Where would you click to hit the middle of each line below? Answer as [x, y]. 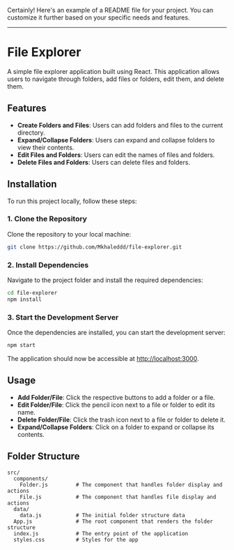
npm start [22, 345]
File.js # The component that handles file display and [118, 497]
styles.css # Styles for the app [76, 540]
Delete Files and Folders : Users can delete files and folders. [103, 162]
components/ [31, 478]
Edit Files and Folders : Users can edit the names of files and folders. [116, 155]
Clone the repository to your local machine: [69, 234]
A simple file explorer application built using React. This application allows [114, 71]
